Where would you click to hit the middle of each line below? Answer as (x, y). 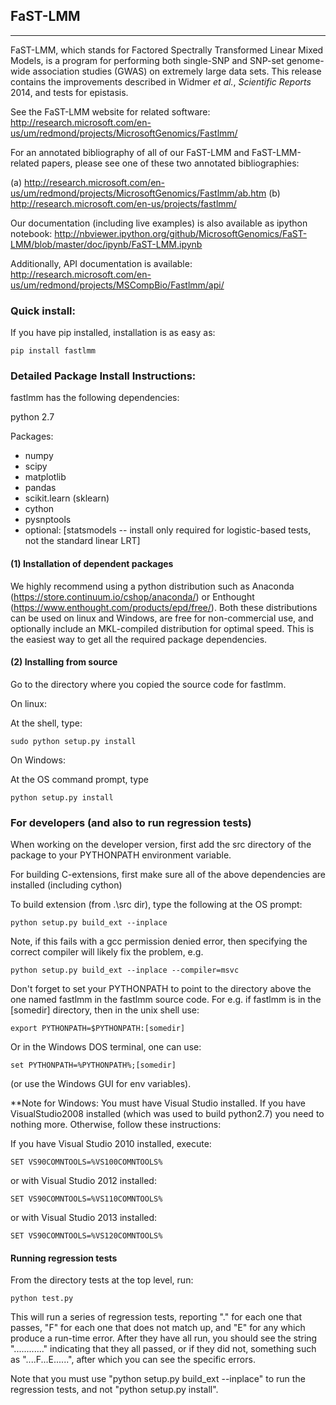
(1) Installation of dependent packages (92, 563)
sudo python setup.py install (73, 741)
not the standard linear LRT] (82, 541)
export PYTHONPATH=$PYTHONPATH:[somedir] (98, 1029)
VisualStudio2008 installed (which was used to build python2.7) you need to (167, 1114)
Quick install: (43, 311)
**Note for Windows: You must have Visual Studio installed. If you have (158, 1103)
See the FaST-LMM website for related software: (110, 111)
